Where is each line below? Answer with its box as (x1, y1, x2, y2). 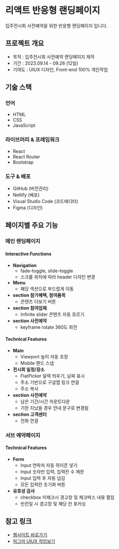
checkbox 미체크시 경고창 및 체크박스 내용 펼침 (20, 494, 115, 500)
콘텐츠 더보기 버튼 (20, 298, 56, 304)
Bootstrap (12, 159, 34, 165)
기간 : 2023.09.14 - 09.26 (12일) (12, 60, 79, 66)
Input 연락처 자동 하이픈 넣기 (20, 462, 78, 468)
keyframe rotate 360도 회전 (20, 324, 78, 330)
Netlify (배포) (12, 192, 40, 198)
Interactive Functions (5, 251, 52, 257)
